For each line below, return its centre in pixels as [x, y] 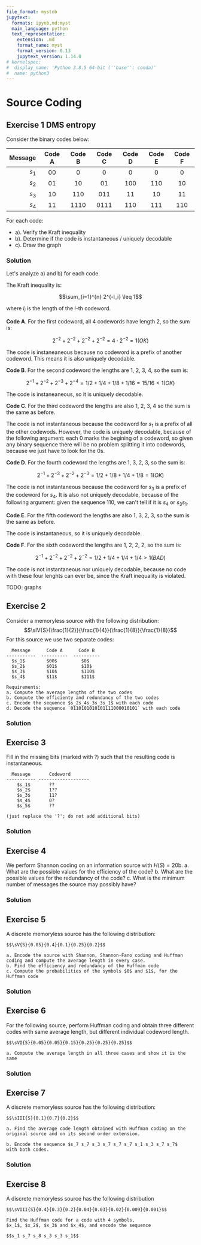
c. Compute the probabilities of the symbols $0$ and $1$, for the [92, 971]
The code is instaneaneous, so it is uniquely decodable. [75, 394]
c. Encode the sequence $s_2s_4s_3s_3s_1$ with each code [80, 703]
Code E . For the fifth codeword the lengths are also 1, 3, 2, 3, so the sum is [98, 515]
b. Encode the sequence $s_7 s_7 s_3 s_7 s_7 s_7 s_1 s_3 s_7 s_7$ [92, 1144]
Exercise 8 [26, 1184]
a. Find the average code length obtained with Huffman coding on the [96, 1129]
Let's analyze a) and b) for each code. [53, 274]
